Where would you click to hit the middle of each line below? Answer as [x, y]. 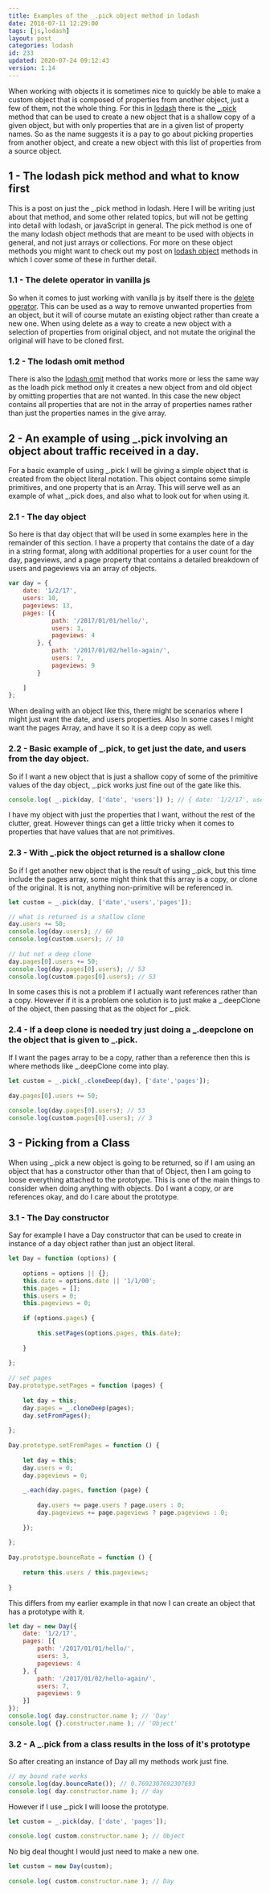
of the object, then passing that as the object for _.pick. [100, 1009]
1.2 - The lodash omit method [66, 361]
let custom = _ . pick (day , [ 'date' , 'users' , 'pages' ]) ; [100, 902]
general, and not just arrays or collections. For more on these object [121, 242]
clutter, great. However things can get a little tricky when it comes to [121, 823]
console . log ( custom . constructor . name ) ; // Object [96, 1836]
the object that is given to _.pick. [73, 1040]
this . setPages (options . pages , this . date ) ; [109, 1333]
